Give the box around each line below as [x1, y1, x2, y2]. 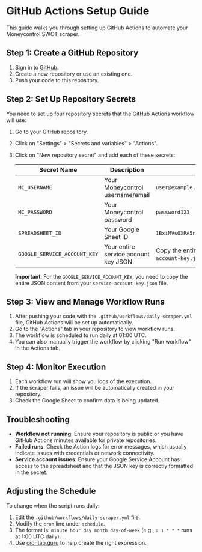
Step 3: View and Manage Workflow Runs [6, 296, 165, 307]
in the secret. [14, 469, 48, 476]
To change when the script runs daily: [6, 502, 100, 509]
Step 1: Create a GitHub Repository [6, 48, 139, 58]
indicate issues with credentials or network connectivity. [14, 449, 155, 456]
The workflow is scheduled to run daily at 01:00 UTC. [14, 332, 147, 339]
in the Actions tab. [14, 344, 61, 352]
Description [109, 165, 144, 174]
